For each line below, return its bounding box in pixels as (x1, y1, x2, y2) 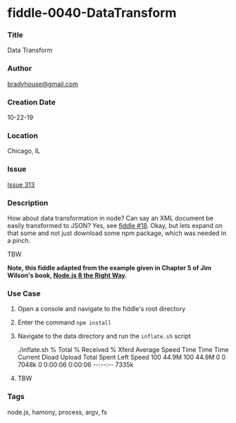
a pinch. (7, 236, 31, 244)
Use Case (7, 289, 41, 298)
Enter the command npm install (17, 318, 111, 327)
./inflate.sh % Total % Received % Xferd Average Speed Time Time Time (17, 346, 229, 354)
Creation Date (7, 97, 56, 107)
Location (7, 131, 39, 140)
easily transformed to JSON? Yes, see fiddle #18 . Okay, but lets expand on (7, 221, 223, 229)
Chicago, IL (7, 146, 41, 156)
